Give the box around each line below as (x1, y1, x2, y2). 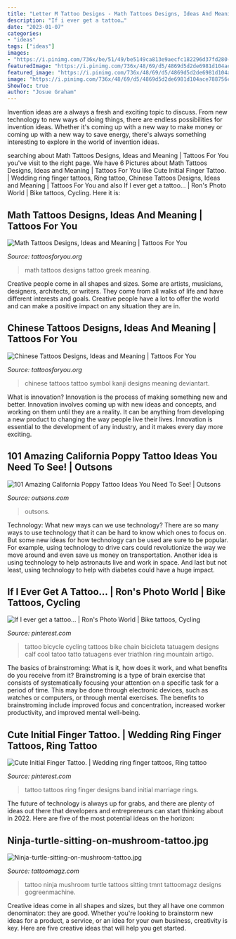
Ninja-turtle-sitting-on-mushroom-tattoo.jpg (7, 834, 209, 846)
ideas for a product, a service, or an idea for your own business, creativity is (7, 917, 228, 924)
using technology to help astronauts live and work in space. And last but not (7, 558, 227, 566)
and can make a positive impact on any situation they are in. (7, 301, 181, 310)
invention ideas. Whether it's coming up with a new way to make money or (7, 123, 223, 131)
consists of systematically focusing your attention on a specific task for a (7, 678, 219, 687)
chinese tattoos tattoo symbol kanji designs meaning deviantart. (24, 379, 210, 387)
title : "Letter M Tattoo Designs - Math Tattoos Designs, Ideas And (7, 10, 212, 18)
